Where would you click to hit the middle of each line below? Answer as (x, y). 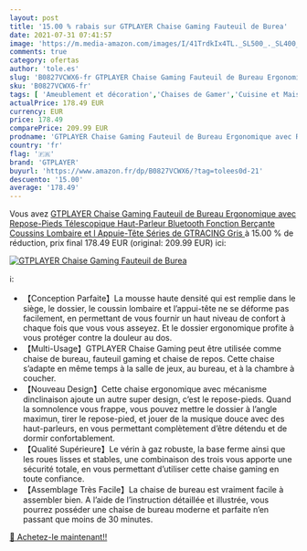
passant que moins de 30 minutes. (88, 519)
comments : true (38, 52)
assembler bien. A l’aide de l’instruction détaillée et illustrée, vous (146, 500)
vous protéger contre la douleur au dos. (97, 338)
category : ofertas (44, 60)
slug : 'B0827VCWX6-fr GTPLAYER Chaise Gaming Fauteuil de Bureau (136, 78)
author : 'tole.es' (44, 69)
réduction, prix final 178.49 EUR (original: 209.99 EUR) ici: (118, 243)
